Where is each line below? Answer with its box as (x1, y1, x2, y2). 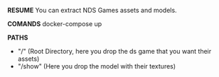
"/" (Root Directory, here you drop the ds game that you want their (17, 47, 212, 55)
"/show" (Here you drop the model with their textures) (17, 62, 176, 70)
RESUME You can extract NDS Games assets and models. (7, 6, 177, 14)
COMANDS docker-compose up (7, 20, 102, 28)
